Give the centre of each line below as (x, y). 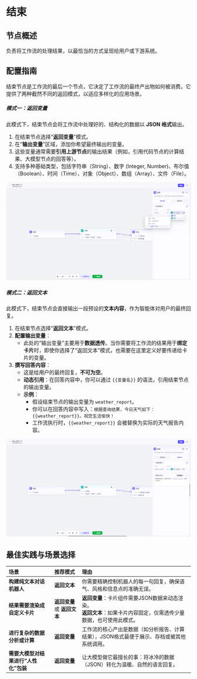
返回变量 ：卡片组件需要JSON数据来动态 (130, 598)
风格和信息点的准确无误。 (123, 588)
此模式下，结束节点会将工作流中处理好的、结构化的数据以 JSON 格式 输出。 (97, 124)
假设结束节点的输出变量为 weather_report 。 (85, 402)
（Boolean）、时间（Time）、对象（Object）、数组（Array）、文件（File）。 (102, 173)
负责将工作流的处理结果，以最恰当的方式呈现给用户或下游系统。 (83, 51)
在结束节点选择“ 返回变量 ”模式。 (53, 136)
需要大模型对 (24, 653)
